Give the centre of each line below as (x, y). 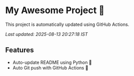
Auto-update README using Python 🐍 (52, 62)
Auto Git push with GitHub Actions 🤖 (51, 67)
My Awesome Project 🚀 (55, 10)
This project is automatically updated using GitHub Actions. (67, 24)
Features (20, 50)
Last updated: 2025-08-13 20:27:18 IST (46, 34)
